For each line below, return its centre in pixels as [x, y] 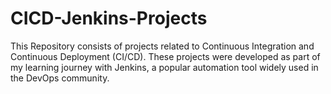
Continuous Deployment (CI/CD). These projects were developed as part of [165, 56]
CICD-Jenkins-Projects [109, 18]
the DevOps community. [60, 78]
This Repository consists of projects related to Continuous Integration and [162, 46]
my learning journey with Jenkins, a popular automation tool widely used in [164, 67]
